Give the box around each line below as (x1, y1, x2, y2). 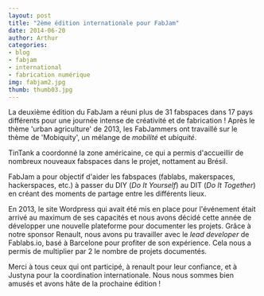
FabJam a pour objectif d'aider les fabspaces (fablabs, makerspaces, (8, 172, 236, 181)
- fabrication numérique (8, 71, 91, 79)
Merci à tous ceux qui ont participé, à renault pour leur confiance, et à (8, 262, 237, 271)
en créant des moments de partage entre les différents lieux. (8, 189, 207, 199)
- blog (8, 49, 30, 56)
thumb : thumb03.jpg (8, 85, 73, 94)
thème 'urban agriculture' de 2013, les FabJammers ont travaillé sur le (8, 124, 238, 134)
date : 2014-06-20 (8, 26, 66, 34)
